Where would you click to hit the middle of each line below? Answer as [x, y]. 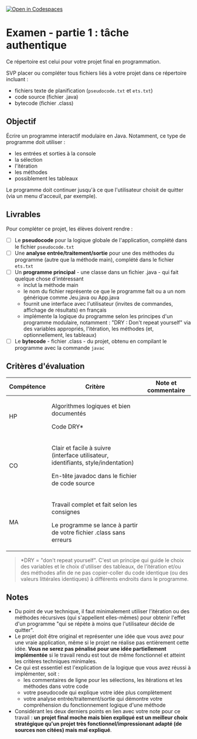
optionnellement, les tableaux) [60, 335]
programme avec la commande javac [60, 347]
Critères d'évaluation [45, 367]
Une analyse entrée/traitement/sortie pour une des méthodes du [94, 253]
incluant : [17, 79]
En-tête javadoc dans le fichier [94, 476]
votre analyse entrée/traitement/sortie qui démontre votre [93, 699]
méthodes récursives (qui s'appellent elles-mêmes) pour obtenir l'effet [100, 618]
